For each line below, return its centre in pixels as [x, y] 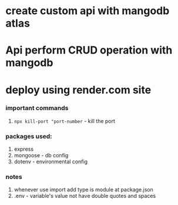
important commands [37, 108]
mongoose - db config [41, 156]
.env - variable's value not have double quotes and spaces [85, 196]
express [23, 149]
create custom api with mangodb [88, 11]
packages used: [29, 136]
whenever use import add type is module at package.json [83, 190]
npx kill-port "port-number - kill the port [65, 121]
